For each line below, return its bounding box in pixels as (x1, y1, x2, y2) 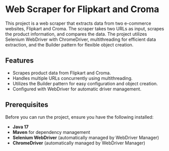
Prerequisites (5, 100, 48, 109)
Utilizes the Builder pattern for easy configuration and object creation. (12, 80, 158, 86)
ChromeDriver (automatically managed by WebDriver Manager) (12, 140, 145, 146)
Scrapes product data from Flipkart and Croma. (12, 70, 111, 76)
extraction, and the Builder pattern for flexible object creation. (5, 41, 134, 47)
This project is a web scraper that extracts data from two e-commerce (5, 20, 151, 26)
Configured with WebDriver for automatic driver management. (12, 86, 142, 92)
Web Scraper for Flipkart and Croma (5, 4, 159, 15)
